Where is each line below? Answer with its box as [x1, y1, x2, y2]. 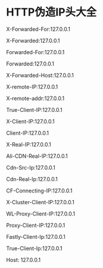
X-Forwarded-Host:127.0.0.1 [6, 71, 74, 79]
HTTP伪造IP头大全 [6, 5, 97, 19]
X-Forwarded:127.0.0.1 [6, 37, 60, 44]
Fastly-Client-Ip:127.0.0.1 [6, 233, 65, 240]
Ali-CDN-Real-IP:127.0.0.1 [6, 152, 68, 160]
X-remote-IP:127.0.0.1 [6, 83, 58, 90]
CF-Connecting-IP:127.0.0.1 [6, 187, 73, 194]
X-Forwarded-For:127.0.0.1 [6, 25, 70, 33]
